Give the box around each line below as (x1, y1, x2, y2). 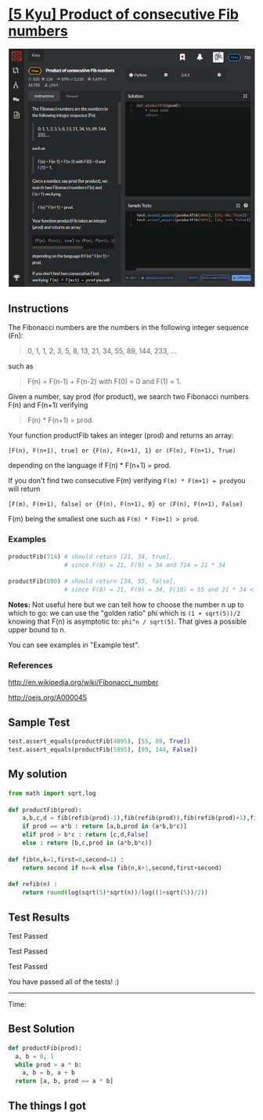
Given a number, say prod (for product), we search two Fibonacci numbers (8, 392, 249, 401)
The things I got (8, 1099, 86, 1112)
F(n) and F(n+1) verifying (8, 401, 88, 410)
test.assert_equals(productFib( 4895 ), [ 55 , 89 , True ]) (8, 738, 191, 745)
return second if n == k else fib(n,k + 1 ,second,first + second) (22, 864, 222, 872)
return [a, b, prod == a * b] (15, 1078, 113, 1085)
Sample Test (8, 716, 70, 729)
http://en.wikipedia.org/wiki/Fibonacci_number (8, 678, 159, 687)
